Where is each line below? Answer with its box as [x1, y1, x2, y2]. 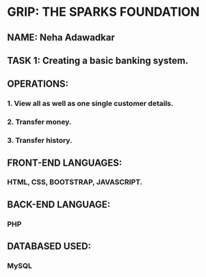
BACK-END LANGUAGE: [7, 199, 111, 210]
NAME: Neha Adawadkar [7, 32, 115, 43]
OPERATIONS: [7, 78, 69, 90]
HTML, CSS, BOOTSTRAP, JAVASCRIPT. [7, 177, 143, 187]
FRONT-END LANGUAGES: [7, 157, 123, 168]
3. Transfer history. [7, 135, 73, 145]
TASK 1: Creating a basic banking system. [7, 54, 189, 66]
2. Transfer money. [7, 118, 72, 127]
